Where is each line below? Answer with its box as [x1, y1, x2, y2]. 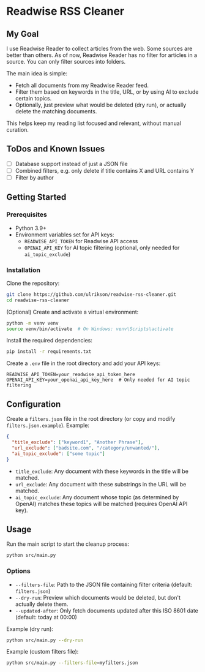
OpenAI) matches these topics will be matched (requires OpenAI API [15, 500, 188, 507]
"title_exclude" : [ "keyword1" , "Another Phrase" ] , [12, 439, 144, 445]
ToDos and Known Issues [6, 144, 105, 154]
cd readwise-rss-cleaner [6, 297, 70, 303]
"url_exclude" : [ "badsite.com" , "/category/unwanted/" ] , [12, 445, 160, 451]
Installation [6, 265, 41, 274]
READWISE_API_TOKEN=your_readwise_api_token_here [6, 372, 136, 378]
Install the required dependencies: [6, 337, 93, 344]
